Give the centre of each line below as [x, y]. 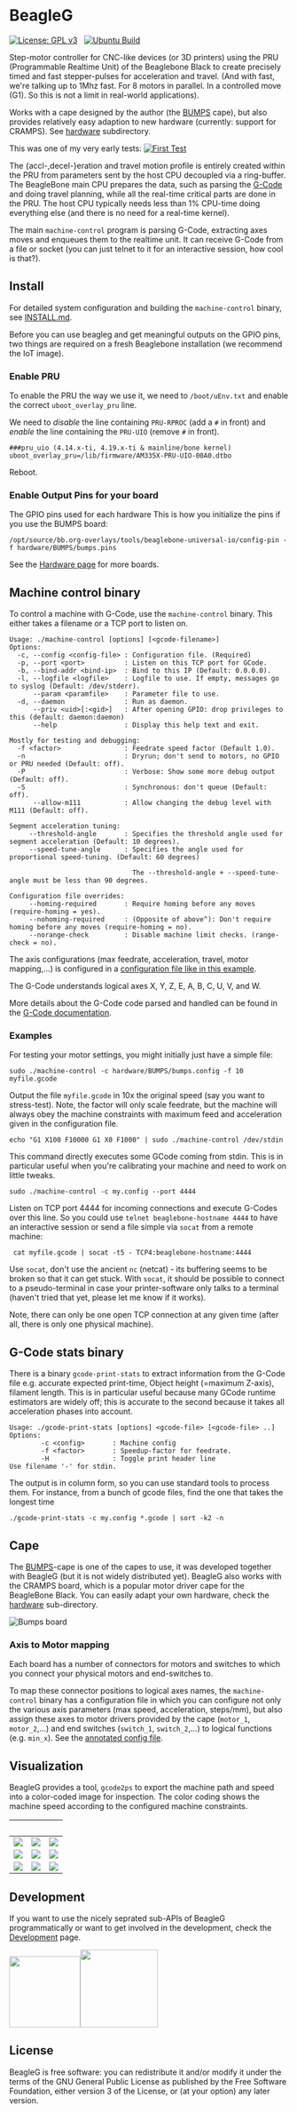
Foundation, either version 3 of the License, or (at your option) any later [140, 2091]
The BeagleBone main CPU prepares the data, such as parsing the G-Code [146, 184]
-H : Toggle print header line [129, 1459]
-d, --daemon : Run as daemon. [103, 702]
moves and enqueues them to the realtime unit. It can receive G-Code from [146, 239]
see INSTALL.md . [41, 317]
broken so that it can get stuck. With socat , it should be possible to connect [147, 1279]
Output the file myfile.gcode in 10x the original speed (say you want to [137, 1096]
